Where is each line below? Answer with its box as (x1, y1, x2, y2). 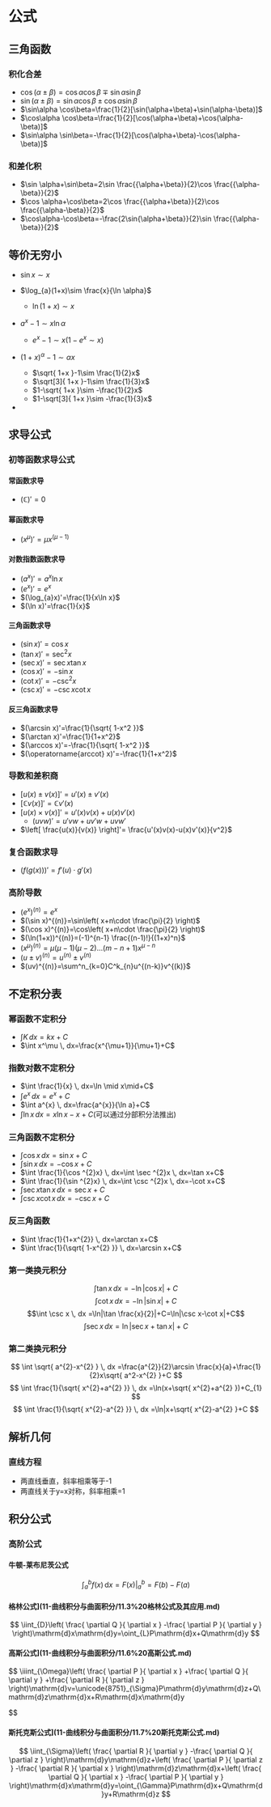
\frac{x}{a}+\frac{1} (196, 1362, 261, 1372)
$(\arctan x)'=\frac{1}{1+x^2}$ (19, 732, 121, 741)
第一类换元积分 (8, 1264, 67, 1275)
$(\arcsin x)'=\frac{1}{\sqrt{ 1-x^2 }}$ (19, 723, 144, 732)
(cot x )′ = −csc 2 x (19, 675, 77, 686)
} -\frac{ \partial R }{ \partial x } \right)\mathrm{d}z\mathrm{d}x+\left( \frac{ (10, 1763, 262, 1773)
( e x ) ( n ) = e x (19, 906, 58, 917)
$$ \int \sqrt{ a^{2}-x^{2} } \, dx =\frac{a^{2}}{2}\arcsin (11, 1362, 195, 1372)
